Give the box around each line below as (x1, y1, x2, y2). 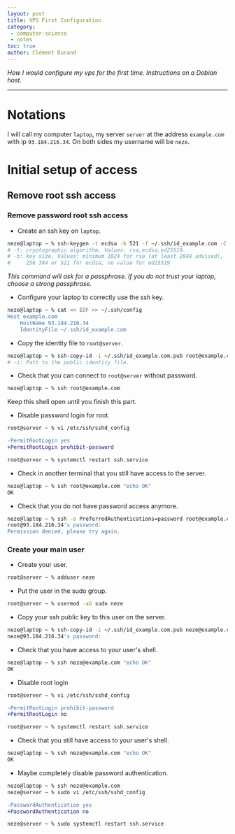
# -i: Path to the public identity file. (7, 359, 130, 366)
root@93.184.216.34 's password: (7, 522, 101, 529)
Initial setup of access (7, 162, 138, 178)
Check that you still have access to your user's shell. (17, 736, 169, 745)
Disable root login (17, 678, 69, 686)
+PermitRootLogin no (7, 711, 68, 718)
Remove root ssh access (7, 189, 117, 201)
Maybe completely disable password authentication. (17, 768, 169, 777)
